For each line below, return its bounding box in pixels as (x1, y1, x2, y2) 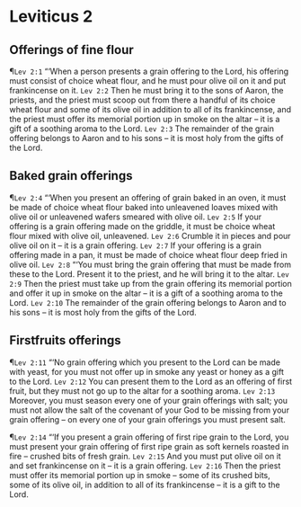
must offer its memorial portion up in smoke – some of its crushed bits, (9, 469, 271, 480)
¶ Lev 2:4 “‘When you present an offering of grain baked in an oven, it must (9, 191, 287, 203)
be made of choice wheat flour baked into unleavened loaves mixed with (9, 201, 279, 212)
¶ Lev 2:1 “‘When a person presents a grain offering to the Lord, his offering (9, 66, 289, 76)
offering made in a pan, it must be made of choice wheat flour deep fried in (9, 249, 288, 260)
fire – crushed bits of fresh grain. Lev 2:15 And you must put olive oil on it (9, 450, 281, 461)
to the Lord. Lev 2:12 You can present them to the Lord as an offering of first (9, 376, 293, 387)
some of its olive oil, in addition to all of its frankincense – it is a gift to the (9, 479, 280, 490)
